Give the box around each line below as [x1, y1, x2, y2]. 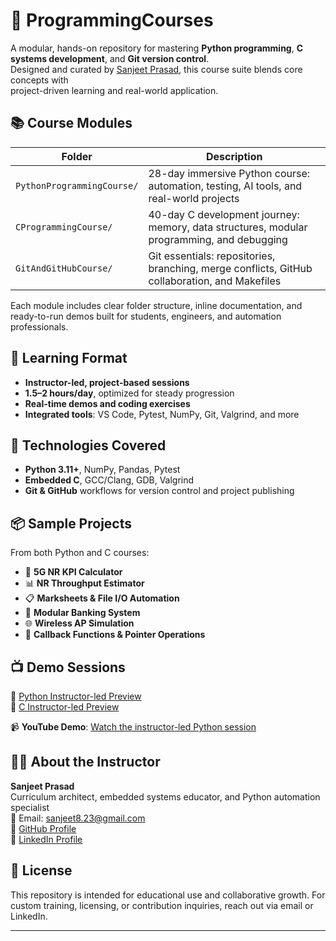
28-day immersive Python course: [148, 166, 311, 180]
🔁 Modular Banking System [24, 607, 141, 619]
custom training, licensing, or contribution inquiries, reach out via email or [10, 899, 314, 911]
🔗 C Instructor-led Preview [10, 701, 120, 713]
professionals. [10, 320, 69, 333]
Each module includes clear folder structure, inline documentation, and [10, 299, 303, 311]
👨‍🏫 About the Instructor [10, 754, 161, 771]
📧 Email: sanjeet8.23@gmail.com [10, 812, 146, 824]
